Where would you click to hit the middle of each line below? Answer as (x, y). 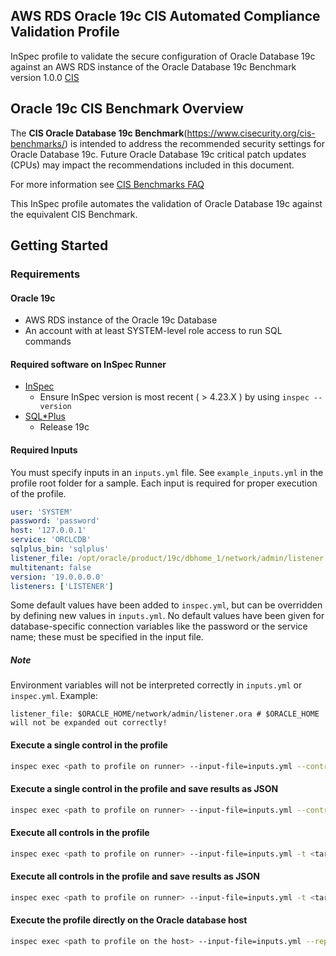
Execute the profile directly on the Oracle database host (129, 920)
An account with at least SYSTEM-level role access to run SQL (153, 331)
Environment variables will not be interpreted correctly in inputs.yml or (156, 685)
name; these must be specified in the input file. (107, 637)
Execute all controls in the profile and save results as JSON (135, 876)
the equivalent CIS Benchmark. (74, 214)
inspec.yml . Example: (54, 696)
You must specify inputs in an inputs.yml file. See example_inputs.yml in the (167, 472)
